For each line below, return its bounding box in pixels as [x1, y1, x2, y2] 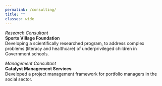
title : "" [5, 12, 26, 17]
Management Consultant [5, 60, 56, 67]
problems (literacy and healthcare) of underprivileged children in [5, 45, 137, 52]
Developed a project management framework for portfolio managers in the [5, 71, 157, 77]
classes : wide [5, 16, 35, 21]
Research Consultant [5, 30, 49, 36]
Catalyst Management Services [5, 66, 72, 72]
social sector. [5, 76, 33, 82]
